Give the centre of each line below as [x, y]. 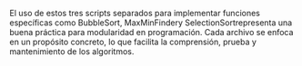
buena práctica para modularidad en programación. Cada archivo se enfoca [151, 32]
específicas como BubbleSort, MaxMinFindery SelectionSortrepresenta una [151, 23]
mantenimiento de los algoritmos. [72, 52]
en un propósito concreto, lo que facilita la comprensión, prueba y [133, 42]
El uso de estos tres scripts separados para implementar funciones [135, 13]
